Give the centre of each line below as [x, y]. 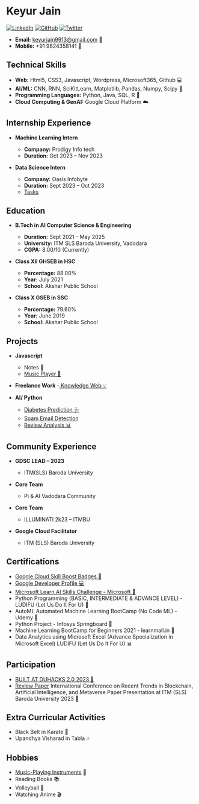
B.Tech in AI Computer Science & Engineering [73, 225]
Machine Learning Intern [46, 138]
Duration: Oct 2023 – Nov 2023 [63, 156]
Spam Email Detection [51, 418]
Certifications [33, 562]
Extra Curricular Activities [56, 717]
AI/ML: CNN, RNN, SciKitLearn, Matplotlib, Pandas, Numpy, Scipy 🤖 [99, 88]
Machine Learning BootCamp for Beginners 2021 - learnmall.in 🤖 [95, 630]
